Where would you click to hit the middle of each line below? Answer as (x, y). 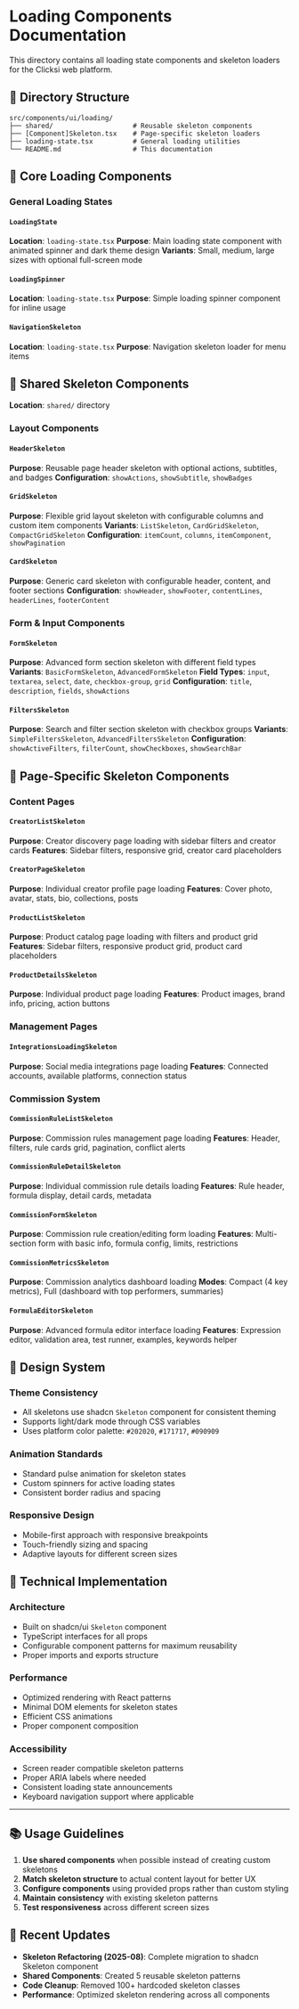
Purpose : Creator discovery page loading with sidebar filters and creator (143, 841)
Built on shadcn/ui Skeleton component (94, 1626)
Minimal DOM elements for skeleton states (100, 1706)
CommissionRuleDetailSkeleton (65, 1167)
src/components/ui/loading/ (61, 118)
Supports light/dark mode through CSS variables (111, 1421)
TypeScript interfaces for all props (85, 1636)
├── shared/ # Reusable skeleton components (131, 126)
